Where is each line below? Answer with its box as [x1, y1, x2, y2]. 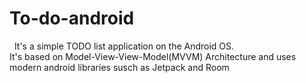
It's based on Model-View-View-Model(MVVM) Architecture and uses [9, 50, 297, 62]
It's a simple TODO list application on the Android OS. [13, 40, 235, 52]
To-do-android [9, 7, 135, 30]
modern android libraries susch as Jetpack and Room [9, 61, 230, 73]
